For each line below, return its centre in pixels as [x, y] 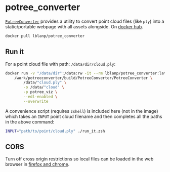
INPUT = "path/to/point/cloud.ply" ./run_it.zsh [55, 131]
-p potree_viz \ [40, 92]
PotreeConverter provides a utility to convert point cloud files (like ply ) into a [85, 21]
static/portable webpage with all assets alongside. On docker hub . [74, 26]
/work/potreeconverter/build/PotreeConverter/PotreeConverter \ [83, 78]
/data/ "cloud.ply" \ [45, 82]
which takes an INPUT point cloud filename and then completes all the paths [84, 116]
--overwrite [36, 101]
